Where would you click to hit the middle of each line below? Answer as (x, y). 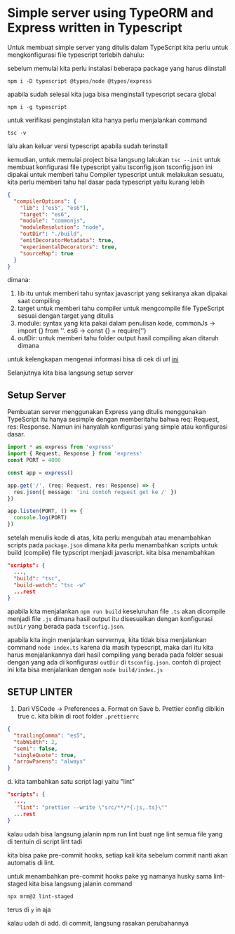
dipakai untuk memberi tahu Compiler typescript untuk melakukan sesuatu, (116, 174)
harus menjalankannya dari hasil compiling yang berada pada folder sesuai (115, 655)
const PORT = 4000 (34, 460)
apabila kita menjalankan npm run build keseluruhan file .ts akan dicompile (116, 611)
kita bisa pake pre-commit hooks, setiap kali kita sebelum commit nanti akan (117, 855)
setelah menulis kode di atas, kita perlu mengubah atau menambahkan (109, 538)
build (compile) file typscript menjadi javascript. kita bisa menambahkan (111, 553)
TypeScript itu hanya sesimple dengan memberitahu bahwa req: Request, (113, 420)
